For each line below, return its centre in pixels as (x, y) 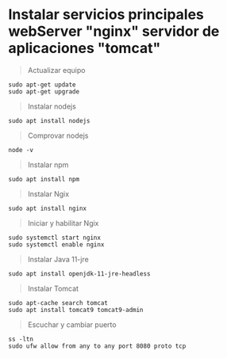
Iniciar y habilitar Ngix (63, 223)
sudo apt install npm (44, 179)
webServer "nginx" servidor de (114, 31)
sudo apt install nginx (48, 208)
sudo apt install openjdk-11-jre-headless (79, 274)
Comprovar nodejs (58, 135)
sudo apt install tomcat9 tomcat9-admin (76, 310)
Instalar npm (48, 165)
